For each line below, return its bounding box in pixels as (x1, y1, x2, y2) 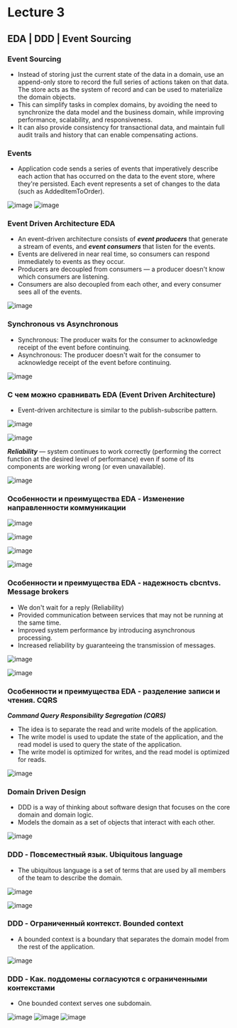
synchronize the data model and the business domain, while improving (17, 107, 225, 116)
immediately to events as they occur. (17, 258, 126, 266)
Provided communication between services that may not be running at (17, 610, 224, 619)
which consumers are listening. (17, 272, 109, 281)
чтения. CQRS (7, 695, 58, 705)
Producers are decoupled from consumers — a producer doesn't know (17, 265, 226, 274)
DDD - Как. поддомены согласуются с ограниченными (7, 974, 208, 984)
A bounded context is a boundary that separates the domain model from (17, 935, 229, 943)
